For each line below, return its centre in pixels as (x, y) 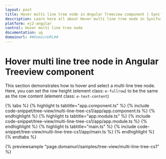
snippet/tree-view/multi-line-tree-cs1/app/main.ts (56, 131)
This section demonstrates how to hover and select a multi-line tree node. (80, 85)
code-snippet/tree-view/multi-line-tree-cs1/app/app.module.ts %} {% (76, 121)
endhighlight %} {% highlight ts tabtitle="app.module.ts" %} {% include (78, 116)
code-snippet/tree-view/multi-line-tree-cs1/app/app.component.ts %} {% (80, 111)
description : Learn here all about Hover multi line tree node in (75, 19)
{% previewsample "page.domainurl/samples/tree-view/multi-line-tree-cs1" (82, 146)
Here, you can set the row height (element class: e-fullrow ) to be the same (82, 91)
